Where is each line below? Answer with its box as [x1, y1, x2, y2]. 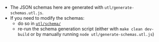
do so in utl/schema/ [17, 20, 61, 26]
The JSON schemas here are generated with [10, 5, 104, 10]
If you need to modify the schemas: [10, 15, 85, 21]
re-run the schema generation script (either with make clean [17, 26, 143, 32]
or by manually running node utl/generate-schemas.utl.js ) [30, 31, 154, 37]
